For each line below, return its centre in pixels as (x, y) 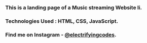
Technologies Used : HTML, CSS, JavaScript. (62, 21)
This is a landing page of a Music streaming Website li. (74, 8)
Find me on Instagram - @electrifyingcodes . (61, 34)
